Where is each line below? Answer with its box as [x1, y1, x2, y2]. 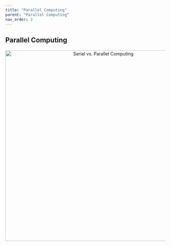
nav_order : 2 [5, 17, 33, 22]
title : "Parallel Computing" [5, 7, 67, 13]
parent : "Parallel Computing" [5, 12, 70, 17]
